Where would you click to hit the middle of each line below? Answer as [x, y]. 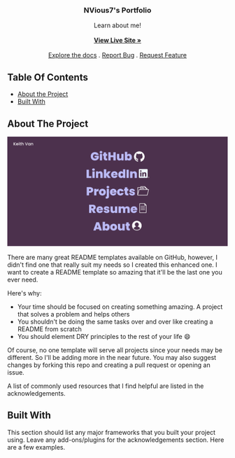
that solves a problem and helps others [73, 314]
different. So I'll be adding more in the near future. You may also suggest [112, 357]
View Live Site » [117, 41]
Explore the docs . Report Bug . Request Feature [117, 55]
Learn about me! [117, 25]
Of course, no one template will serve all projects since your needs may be [115, 350]
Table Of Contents [48, 77]
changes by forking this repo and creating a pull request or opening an [109, 365]
